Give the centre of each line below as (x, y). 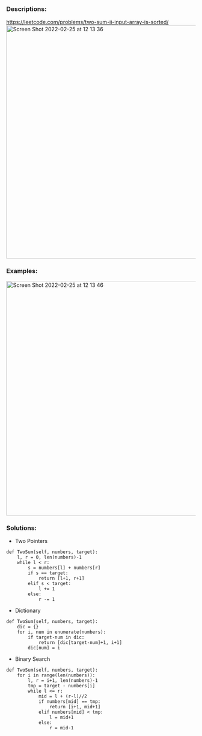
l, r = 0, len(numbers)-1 (50, 557)
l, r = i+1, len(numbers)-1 (63, 680)
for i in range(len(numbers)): (56, 675)
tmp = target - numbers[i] (62, 685)
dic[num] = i (44, 648)
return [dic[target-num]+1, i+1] (80, 642)
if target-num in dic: (56, 637)
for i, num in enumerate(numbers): (62, 632)
